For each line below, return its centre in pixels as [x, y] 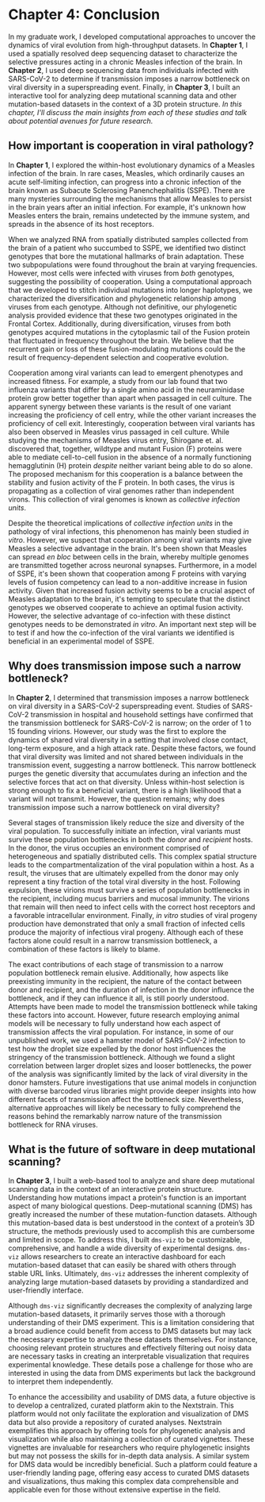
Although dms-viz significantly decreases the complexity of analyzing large [131, 1306]
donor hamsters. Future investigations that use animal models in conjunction [132, 1082]
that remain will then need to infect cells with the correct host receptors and [132, 907]
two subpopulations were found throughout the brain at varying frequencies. [133, 264]
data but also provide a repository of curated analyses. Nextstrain [115, 1423]
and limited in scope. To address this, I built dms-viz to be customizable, [125, 1240]
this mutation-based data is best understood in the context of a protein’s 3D [132, 1223]
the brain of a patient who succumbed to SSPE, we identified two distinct [127, 248]
